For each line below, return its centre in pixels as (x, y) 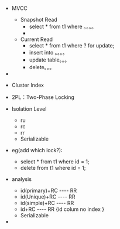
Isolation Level (29, 109)
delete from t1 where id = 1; (53, 168)
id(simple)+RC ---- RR (47, 203)
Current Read (37, 39)
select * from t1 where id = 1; (55, 161)
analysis (22, 179)
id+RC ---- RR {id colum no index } (62, 209)
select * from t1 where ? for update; (72, 45)
